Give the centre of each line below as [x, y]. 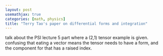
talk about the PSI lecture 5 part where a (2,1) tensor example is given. [77, 38]
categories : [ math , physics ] [35, 19]
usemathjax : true [23, 14]
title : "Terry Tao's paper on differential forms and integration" [77, 24]
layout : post [19, 10]
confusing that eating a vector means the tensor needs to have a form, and [82, 43]
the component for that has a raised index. [49, 48]
